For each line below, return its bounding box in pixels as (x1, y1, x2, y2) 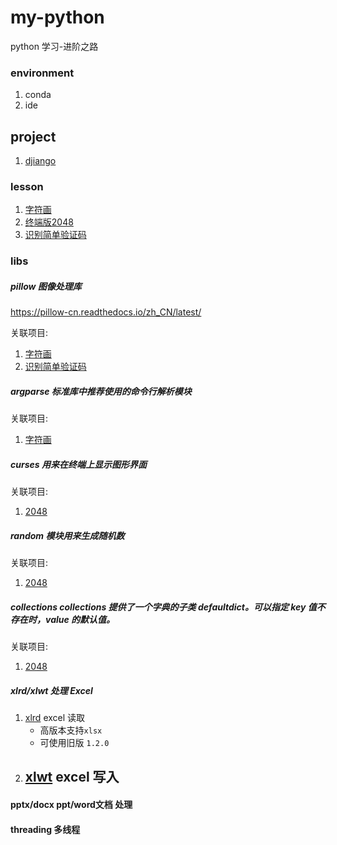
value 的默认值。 (44, 613, 116, 625)
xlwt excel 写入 (24, 769, 120, 786)
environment (10, 66, 75, 80)
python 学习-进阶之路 (10, 40, 99, 52)
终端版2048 (24, 216, 74, 228)
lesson (10, 179, 44, 193)
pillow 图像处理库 (10, 280, 82, 292)
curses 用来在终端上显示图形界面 (10, 458, 147, 470)
